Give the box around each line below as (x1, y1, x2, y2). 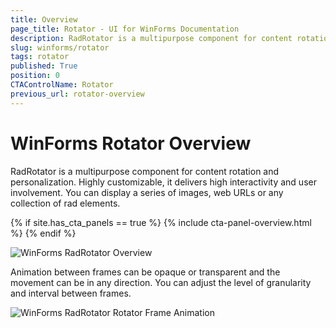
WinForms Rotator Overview (10, 132, 252, 155)
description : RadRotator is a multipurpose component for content (10, 33, 293, 43)
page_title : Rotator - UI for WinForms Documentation (10, 24, 240, 34)
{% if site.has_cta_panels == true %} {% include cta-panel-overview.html (10, 216, 312, 228)
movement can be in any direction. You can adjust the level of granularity (10, 276, 312, 288)
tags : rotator (10, 52, 70, 62)
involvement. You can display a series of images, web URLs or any (10, 186, 284, 198)
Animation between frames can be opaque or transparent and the (10, 266, 281, 278)
